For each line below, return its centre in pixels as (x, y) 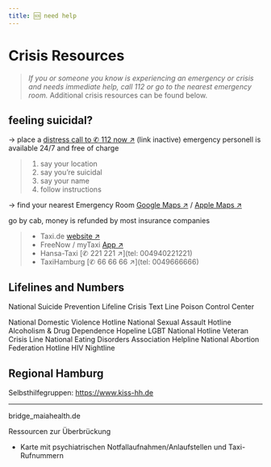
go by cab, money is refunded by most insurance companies (109, 221)
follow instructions (71, 189)
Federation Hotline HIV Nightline (62, 348)
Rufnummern (42, 455)
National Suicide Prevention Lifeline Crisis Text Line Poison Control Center (131, 307)
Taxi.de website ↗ (70, 236)
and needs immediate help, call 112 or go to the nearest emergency (140, 86)
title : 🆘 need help (42, 16)
